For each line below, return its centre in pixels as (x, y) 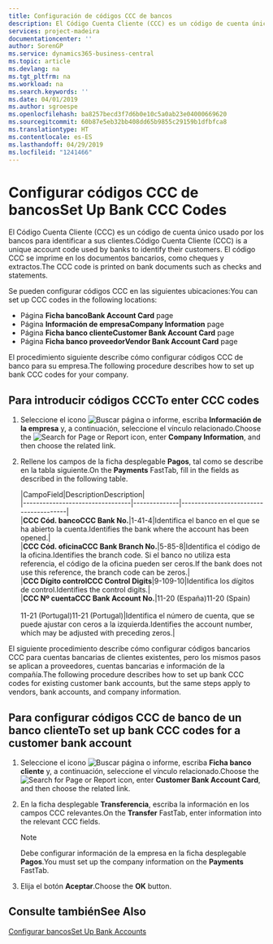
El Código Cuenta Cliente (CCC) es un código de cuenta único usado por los (136, 232)
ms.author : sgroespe (43, 107)
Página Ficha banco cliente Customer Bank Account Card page (127, 333)
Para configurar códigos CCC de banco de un (125, 717)
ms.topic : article (39, 62)
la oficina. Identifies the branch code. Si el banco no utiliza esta (125, 555)
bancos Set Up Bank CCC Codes (118, 210)
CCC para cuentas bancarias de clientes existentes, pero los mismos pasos (135, 658)
